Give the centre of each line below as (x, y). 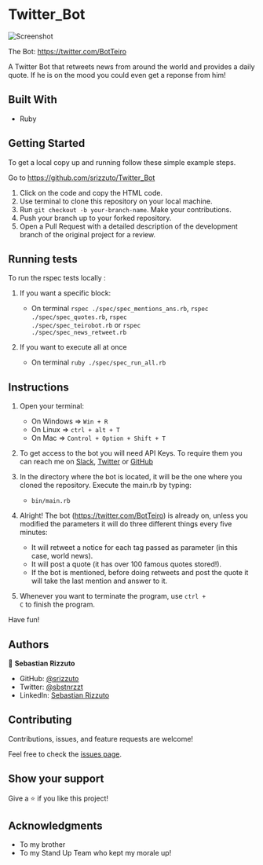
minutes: (34, 533)
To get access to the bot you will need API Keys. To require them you (131, 453)
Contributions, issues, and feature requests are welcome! (101, 739)
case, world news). (62, 556)
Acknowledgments (56, 826)
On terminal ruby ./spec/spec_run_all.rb (99, 362)
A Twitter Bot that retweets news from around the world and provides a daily (131, 66)
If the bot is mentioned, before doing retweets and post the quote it (140, 573)
